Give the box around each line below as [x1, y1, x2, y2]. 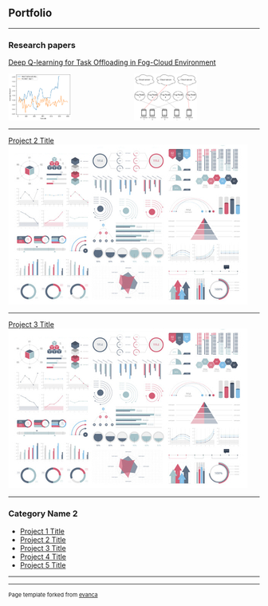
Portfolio [8, 6, 53, 20]
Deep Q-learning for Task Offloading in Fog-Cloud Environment [8, 57, 217, 67]
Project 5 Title [19, 560, 66, 569]
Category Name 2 [8, 508, 78, 519]
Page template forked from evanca [8, 590, 98, 599]
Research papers [8, 39, 76, 50]
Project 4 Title [19, 552, 66, 561]
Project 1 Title [19, 526, 65, 536]
